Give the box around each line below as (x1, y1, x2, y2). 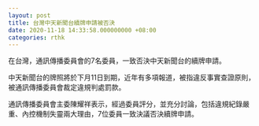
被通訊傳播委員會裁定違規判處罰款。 (8, 83, 126, 92)
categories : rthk (8, 33, 65, 42)
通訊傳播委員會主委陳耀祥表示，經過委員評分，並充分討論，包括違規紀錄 (8, 99, 242, 109)
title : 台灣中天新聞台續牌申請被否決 (8, 19, 116, 27)
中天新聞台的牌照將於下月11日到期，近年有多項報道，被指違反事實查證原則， (8, 72, 256, 83)
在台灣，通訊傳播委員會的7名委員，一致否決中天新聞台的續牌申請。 (8, 56, 226, 65)
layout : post (8, 11, 51, 20)
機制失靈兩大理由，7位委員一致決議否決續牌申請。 (35, 109, 198, 119)
